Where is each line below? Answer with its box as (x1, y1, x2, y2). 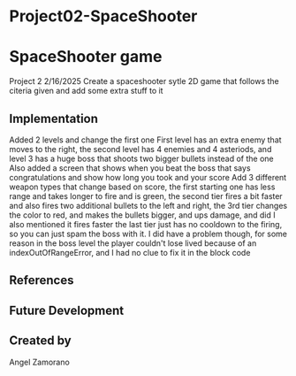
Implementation (9, 111, 99, 126)
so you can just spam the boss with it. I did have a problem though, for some (9, 228, 287, 239)
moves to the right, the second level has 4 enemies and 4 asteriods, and (9, 143, 272, 154)
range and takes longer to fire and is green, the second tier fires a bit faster (9, 190, 283, 201)
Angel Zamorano (9, 357, 71, 367)
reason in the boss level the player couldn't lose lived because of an (9, 237, 257, 249)
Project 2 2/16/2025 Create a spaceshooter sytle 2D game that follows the (9, 76, 280, 87)
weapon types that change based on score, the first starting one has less (9, 181, 276, 192)
